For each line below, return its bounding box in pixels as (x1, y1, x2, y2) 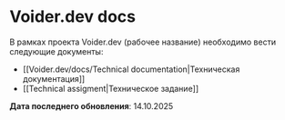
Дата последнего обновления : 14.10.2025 (9, 100, 174, 111)
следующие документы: (9, 45, 104, 56)
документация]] (22, 73, 86, 84)
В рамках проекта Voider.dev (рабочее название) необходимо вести (9, 36, 276, 47)
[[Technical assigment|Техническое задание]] (22, 83, 199, 94)
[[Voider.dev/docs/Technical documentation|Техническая (22, 64, 240, 75)
